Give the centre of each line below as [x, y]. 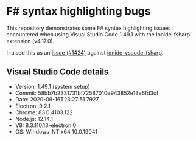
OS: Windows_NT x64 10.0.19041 [56, 131]
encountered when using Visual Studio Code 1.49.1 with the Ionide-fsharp [98, 34]
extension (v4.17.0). [30, 41]
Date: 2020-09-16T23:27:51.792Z [57, 99]
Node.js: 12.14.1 [34, 119]
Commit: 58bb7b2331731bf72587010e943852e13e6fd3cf [87, 93]
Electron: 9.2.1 [33, 106]
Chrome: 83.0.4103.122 [44, 112]
